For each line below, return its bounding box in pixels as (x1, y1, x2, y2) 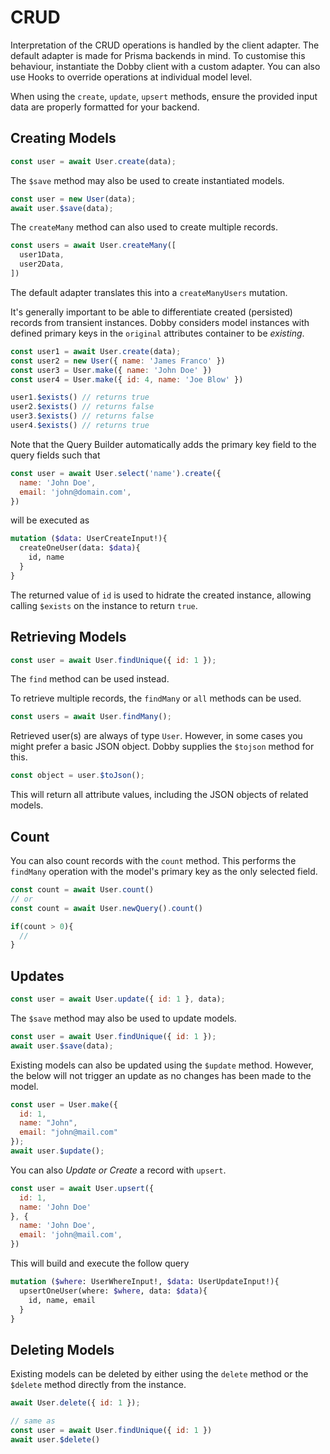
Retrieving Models (10, 629, 127, 646)
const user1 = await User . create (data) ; (10, 346, 182, 356)
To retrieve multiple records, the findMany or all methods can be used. (10, 692, 302, 705)
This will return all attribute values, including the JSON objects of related (10, 789, 309, 801)
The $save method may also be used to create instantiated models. (10, 174, 285, 186)
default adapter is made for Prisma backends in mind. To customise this (10, 49, 306, 61)
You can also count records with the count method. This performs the (10, 855, 297, 866)
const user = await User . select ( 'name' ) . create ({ (10, 468, 222, 478)
